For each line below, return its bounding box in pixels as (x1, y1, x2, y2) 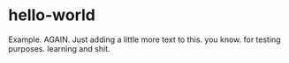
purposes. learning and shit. (8, 43, 111, 53)
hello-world (8, 5, 96, 25)
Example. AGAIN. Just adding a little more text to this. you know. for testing (8, 34, 281, 45)
